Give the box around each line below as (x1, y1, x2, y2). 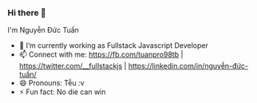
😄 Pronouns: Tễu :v (18, 78, 85, 88)
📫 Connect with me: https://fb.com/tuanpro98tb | (18, 50, 184, 59)
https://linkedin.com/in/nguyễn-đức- (128, 61, 249, 71)
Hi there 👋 (7, 7, 47, 18)
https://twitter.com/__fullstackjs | (18, 61, 127, 71)
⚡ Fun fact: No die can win (18, 87, 106, 97)
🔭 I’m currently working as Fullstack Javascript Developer (18, 41, 208, 50)
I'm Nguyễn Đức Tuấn (7, 26, 79, 35)
